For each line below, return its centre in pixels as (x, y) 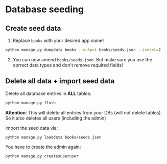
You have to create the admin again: (43, 147)
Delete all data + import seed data (60, 81)
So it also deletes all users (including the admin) (56, 118)
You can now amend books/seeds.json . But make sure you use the (82, 59)
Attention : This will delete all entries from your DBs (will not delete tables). (84, 112)
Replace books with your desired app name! (58, 40)
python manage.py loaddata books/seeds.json (53, 137)
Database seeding (45, 9)
